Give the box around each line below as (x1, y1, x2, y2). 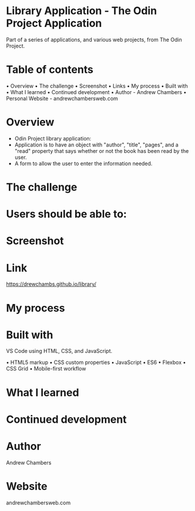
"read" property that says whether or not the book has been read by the (14, 147, 189, 154)
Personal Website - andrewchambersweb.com (6, 95, 119, 102)
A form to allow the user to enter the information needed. (14, 160, 153, 167)
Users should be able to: (6, 208, 127, 221)
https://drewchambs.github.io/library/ (6, 280, 97, 288)
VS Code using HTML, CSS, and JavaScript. (6, 348, 113, 355)
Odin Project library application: (14, 135, 92, 142)
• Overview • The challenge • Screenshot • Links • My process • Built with (6, 82, 188, 89)
